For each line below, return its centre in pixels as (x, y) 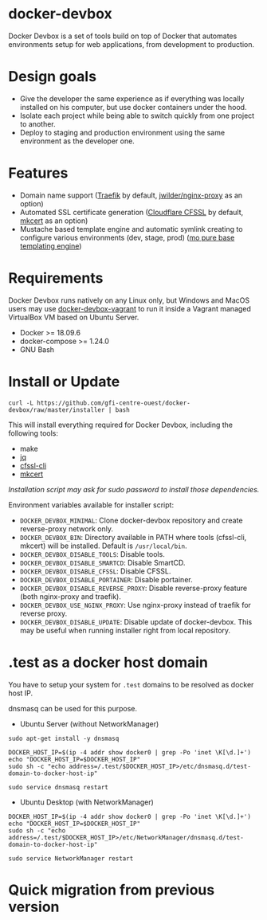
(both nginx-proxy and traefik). (71, 596)
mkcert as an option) (54, 221)
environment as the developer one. (77, 141)
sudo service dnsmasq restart (59, 787)
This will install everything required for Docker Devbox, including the (121, 425)
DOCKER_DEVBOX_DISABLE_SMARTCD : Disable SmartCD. (102, 562)
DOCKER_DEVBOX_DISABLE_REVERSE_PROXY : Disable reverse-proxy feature (133, 588)
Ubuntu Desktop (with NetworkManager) (86, 802)
